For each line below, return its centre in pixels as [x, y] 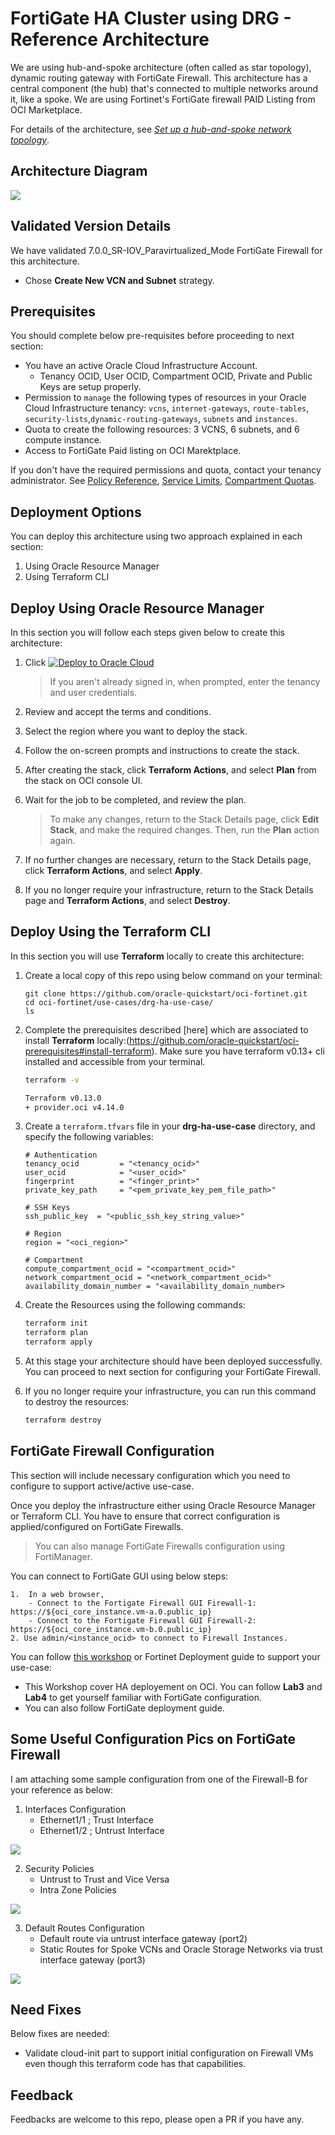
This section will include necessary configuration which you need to [150, 1475]
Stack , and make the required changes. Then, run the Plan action [184, 830]
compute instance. [63, 440]
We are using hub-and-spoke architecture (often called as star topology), [161, 67]
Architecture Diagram [79, 171]
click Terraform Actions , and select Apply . [113, 870]
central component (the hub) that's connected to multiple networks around [164, 88]
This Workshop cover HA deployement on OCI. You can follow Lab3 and [173, 1686]
